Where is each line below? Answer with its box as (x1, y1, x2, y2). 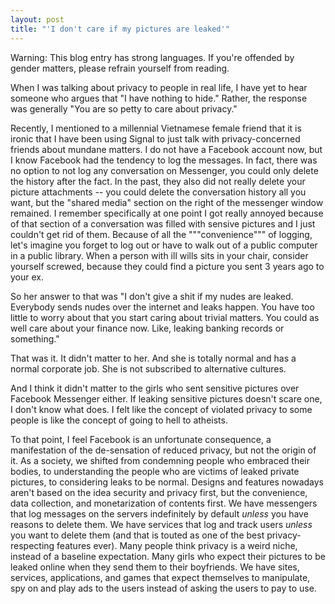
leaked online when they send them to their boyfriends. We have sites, (10, 561, 300, 573)
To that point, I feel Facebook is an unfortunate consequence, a (10, 433, 272, 445)
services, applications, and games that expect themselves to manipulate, (10, 571, 311, 583)
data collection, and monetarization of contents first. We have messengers (10, 497, 318, 509)
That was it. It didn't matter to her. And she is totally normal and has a (10, 352, 297, 364)
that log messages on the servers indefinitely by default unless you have (10, 507, 309, 520)
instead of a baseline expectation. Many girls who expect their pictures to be (10, 550, 326, 562)
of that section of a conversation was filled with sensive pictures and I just (10, 217, 316, 230)
